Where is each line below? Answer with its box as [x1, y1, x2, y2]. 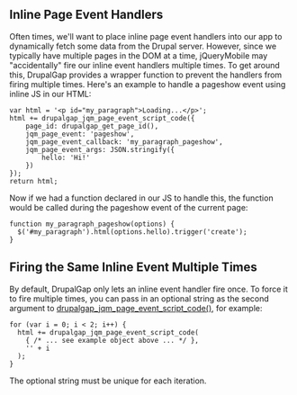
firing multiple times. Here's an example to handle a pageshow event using [9, 78, 286, 89]
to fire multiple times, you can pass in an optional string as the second [9, 292, 270, 304]
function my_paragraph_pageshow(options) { [9, 220, 175, 229]
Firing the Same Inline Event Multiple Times [9, 260, 258, 275]
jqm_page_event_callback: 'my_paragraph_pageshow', [25, 137, 223, 147]
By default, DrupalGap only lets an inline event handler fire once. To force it [9, 283, 288, 294]
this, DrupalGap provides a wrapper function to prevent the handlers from [9, 69, 283, 80]
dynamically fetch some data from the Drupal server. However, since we [9, 40, 277, 51]
